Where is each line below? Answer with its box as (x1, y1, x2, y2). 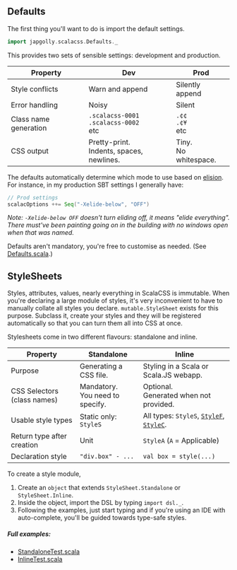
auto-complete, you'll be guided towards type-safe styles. (17, 513, 187, 522)
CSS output (11, 146, 49, 156)
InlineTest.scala (17, 555, 63, 564)
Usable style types (11, 415, 73, 425)
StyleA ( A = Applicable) (142, 436, 220, 446)
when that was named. (7, 228, 74, 237)
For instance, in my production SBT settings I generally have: (7, 180, 184, 189)
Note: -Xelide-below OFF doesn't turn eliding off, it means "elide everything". (7, 214, 230, 222)
